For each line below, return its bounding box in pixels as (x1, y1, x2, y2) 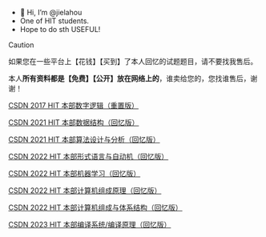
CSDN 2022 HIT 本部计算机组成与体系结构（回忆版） (8, 203, 183, 212)
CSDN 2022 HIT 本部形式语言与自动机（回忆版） (8, 152, 169, 161)
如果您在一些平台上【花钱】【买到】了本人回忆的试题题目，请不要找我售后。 (8, 57, 258, 66)
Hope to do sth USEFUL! (19, 25, 101, 34)
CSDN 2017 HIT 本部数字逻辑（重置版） (8, 101, 139, 110)
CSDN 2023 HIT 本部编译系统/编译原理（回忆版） (8, 220, 171, 229)
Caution (8, 40, 34, 50)
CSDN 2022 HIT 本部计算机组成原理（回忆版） (8, 186, 162, 195)
